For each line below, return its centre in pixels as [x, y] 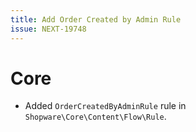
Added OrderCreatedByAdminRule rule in [105, 106]
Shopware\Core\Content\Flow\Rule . [95, 117]
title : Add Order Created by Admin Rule [96, 19]
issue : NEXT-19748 [48, 29]
